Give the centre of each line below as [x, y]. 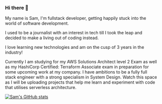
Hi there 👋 [17, 8]
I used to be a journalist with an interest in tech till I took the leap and [74, 33]
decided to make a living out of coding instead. [52, 38]
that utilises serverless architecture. [41, 88]
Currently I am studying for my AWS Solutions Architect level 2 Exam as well [81, 62]
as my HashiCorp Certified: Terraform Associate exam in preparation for [77, 67]
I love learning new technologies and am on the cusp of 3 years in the [75, 47]
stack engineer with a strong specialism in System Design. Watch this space [81, 77]
